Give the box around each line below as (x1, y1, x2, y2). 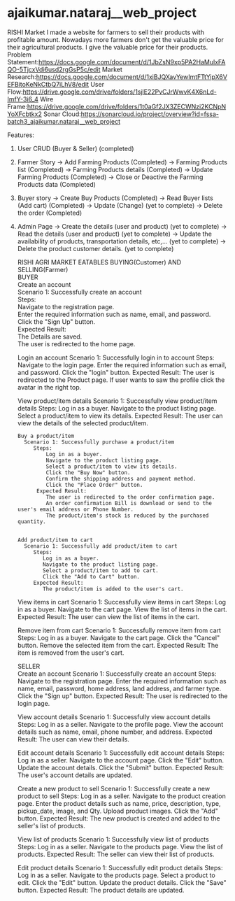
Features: (7, 131, 35, 139)
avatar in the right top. (17, 383, 82, 391)
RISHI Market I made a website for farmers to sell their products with (7, 28, 205, 36)
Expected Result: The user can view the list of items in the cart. (17, 612, 200, 620)
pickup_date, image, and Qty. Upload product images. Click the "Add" (17, 807, 218, 815)
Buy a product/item (17, 432, 75, 439)
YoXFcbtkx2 (7, 110, 42, 118)
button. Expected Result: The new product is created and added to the (17, 814, 220, 823)
